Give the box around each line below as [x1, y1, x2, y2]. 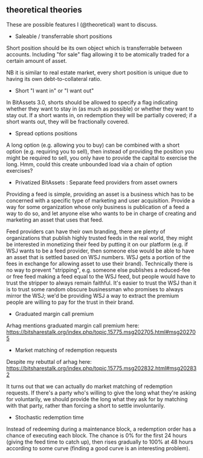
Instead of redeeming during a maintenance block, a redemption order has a [6, 425, 196, 433]
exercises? [6, 167, 33, 174]
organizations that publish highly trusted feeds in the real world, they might [6, 234, 193, 241]
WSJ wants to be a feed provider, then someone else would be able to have [6, 247, 195, 254]
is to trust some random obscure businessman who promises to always [6, 285, 184, 292]
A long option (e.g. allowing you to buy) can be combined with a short [6, 141, 180, 149]
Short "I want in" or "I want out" [14, 87, 94, 94]
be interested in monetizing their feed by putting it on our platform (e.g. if [6, 240, 188, 248]
